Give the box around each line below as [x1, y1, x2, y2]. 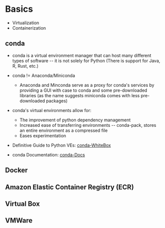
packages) [46, 98, 68, 104]
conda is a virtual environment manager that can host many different [12, 52, 152, 58]
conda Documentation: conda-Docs [12, 152, 85, 157]
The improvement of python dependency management [19, 117, 131, 123]
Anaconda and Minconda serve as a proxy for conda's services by [19, 82, 155, 88]
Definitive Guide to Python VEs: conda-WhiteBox [12, 142, 111, 148]
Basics [5, 3, 33, 15]
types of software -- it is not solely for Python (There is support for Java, [12, 58, 161, 64]
